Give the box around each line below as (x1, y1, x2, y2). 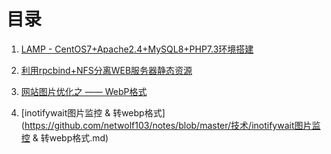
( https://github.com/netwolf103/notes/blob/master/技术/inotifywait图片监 (20, 119, 321, 131)
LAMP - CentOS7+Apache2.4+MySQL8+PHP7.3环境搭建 (20, 43, 254, 55)
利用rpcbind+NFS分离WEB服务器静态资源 (20, 64, 193, 76)
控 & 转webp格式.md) (20, 131, 109, 144)
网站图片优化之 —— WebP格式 (20, 85, 148, 97)
